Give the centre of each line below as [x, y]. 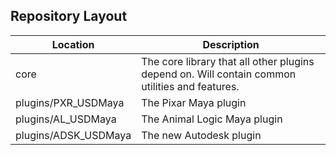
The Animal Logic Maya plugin [212, 119]
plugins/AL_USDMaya [66, 119]
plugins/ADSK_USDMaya [73, 135]
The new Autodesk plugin [201, 135]
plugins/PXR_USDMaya [70, 102]
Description [231, 44]
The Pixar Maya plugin [194, 102]
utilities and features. [190, 86]
